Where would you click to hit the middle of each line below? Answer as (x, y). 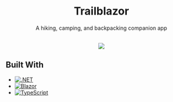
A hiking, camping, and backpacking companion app (101, 28)
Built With (25, 65)
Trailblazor (101, 11)
